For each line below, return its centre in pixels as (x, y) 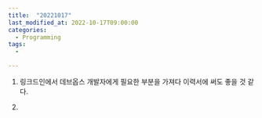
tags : (17, 45)
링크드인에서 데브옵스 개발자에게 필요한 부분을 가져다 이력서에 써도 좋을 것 (133, 82)
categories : (27, 30)
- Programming (38, 37)
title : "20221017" (40, 15)
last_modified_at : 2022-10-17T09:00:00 (73, 23)
